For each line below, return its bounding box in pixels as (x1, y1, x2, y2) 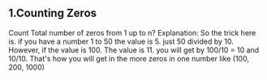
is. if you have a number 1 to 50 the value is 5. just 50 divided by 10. (8, 36, 234, 46)
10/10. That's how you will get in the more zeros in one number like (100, (8, 53, 250, 63)
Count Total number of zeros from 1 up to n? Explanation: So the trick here (8, 27, 256, 37)
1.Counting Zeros (8, 6, 97, 20)
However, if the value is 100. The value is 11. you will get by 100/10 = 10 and (8, 44, 260, 55)
